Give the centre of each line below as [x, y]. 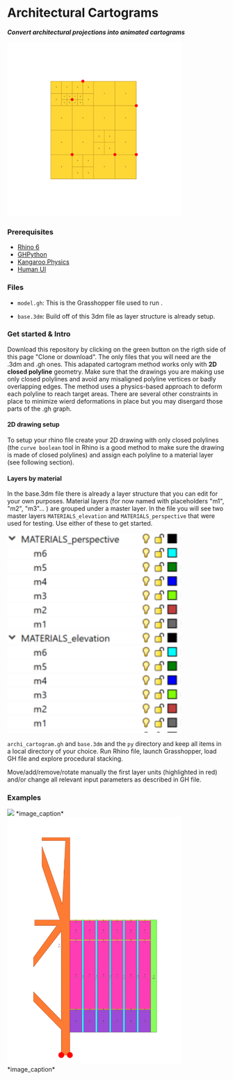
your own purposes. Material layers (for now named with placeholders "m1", [116, 501]
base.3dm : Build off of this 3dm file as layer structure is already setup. [116, 316]
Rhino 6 [28, 247]
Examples [24, 798]
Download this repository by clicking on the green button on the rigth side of [116, 349]
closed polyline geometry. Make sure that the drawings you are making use [116, 372]
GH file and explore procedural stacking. [65, 759]
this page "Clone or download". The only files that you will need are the [109, 356]
